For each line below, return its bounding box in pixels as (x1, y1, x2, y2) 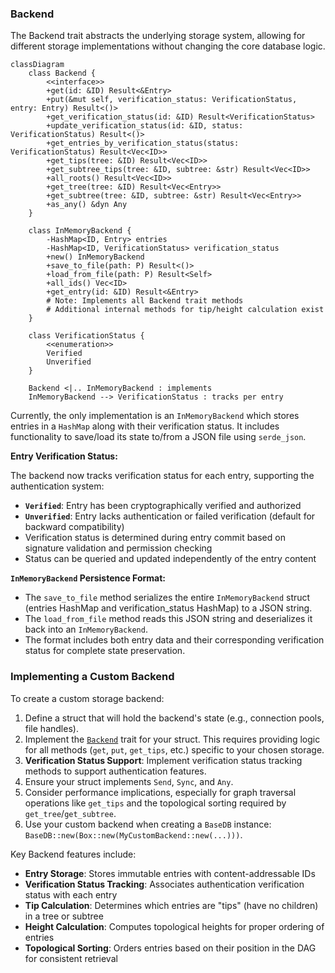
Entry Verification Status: (10, 450, 118, 462)
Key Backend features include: (10, 848, 137, 860)
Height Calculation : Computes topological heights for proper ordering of (24, 920, 325, 932)
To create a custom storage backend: (10, 692, 165, 704)
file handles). (24, 722, 79, 734)
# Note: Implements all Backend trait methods (46, 296, 244, 306)
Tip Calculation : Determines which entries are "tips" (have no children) (24, 899, 319, 911)
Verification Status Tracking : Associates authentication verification (24, 878, 305, 890)
